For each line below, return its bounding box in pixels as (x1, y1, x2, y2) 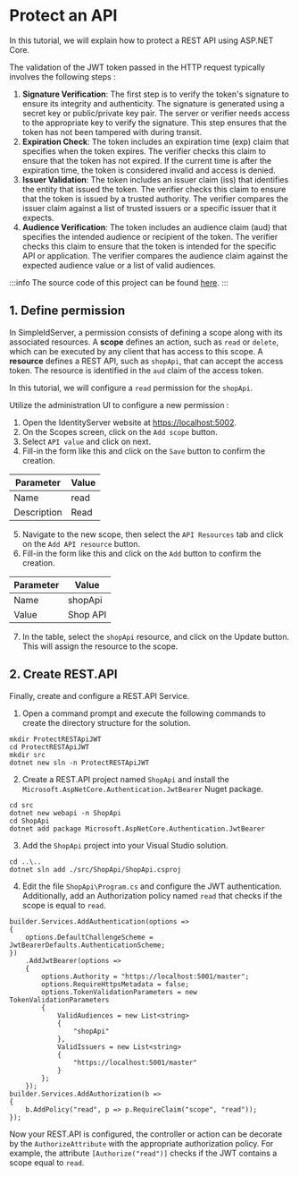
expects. (21, 212, 54, 223)
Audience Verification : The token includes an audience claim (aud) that (21, 221, 287, 233)
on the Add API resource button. (21, 538, 141, 549)
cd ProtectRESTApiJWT (9, 742, 90, 752)
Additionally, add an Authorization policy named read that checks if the (21, 890, 283, 900)
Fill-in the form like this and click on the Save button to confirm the (21, 445, 266, 456)
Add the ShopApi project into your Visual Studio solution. (21, 840, 228, 850)
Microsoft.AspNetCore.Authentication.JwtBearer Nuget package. (21, 783, 263, 794)
